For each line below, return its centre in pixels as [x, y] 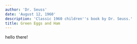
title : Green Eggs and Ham [33, 23]
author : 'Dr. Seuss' [26, 10]
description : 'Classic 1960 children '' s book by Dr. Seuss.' [69, 19]
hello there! [16, 37]
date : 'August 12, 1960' [30, 14]
